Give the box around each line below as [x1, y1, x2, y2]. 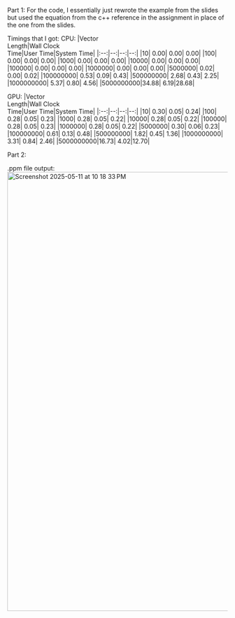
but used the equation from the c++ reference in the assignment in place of [7, 13, 225, 22]
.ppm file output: [7, 164, 55, 172]
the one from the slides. [7, 21, 76, 29]
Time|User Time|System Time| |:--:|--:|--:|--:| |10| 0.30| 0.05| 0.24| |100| [7, 108, 217, 115]
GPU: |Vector [7, 92, 45, 101]
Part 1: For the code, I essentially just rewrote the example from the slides [7, 6, 219, 14]
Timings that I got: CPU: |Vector [7, 34, 99, 43]
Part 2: [7, 150, 27, 159]
